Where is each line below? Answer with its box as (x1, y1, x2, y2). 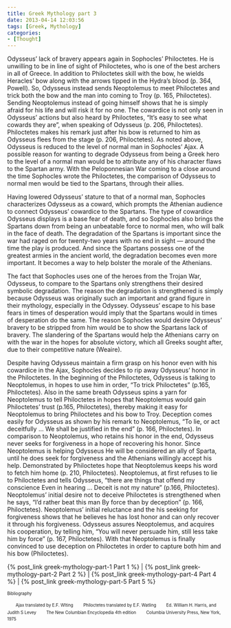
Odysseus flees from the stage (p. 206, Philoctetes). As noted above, (7, 135, 203, 144)
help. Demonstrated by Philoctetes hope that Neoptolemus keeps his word (7, 462, 218, 470)
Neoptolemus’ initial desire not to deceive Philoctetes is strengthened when (7, 491, 221, 499)
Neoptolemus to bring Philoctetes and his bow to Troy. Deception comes (7, 410, 212, 418)
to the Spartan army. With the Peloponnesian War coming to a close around (7, 165, 221, 173)
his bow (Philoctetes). (7, 549, 69, 558)
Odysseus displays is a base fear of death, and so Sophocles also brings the (7, 215, 224, 223)
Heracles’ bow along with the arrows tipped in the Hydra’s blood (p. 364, (7, 77, 213, 85)
